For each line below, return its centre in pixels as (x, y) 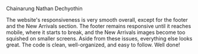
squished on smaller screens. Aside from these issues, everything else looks (99, 38)
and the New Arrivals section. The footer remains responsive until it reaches (99, 26)
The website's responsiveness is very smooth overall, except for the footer (97, 20)
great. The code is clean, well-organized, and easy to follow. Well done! (93, 45)
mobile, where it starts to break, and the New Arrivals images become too (96, 32)
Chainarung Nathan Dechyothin (44, 9)
